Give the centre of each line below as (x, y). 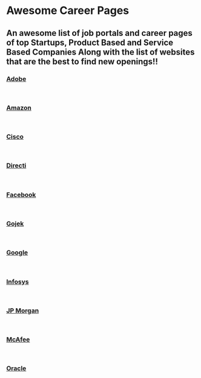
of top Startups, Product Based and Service (90, 42)
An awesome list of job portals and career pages (99, 33)
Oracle (16, 368)
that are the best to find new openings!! (82, 61)
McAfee (18, 340)
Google (17, 253)
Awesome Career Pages (68, 11)
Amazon (19, 108)
